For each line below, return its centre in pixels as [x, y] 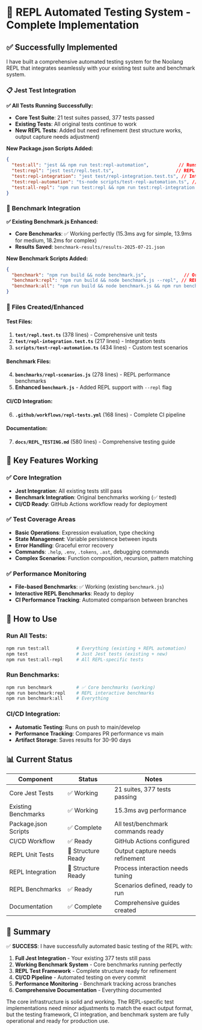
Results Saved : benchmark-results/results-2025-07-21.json [90, 246]
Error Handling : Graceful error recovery [64, 545]
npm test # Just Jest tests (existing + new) [87, 654]
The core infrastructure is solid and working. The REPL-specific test [90, 1002]
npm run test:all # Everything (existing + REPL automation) [96, 648]
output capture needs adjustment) [57, 137]
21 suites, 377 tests [142, 790]
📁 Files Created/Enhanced [45, 307]
